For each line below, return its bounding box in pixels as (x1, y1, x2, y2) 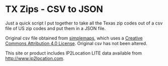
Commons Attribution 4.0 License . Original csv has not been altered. (5, 40, 147, 46)
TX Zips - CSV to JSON (5, 3, 103, 15)
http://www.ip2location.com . (5, 55, 65, 61)
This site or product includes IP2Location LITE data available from (5, 50, 142, 56)
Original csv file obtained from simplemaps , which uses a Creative (5, 35, 143, 41)
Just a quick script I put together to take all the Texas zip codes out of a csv (5, 20, 163, 26)
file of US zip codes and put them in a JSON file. (5, 25, 106, 31)
